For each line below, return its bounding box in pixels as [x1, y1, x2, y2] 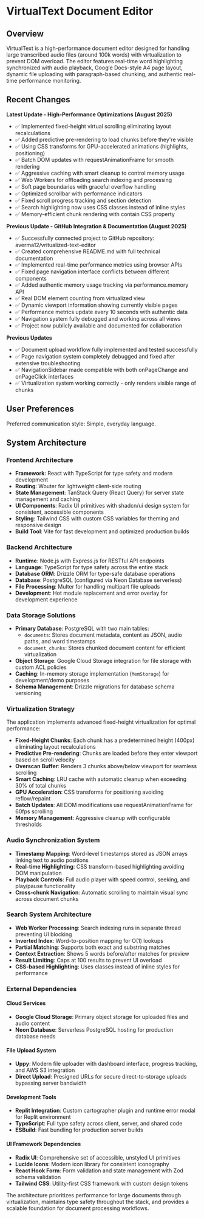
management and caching [15, 495, 81, 503]
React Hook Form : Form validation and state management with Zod [15, 1167, 184, 1174]
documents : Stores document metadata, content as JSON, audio [24, 631, 182, 639]
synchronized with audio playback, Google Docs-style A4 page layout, [6, 64, 183, 71]
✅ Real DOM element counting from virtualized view [15, 294, 146, 302]
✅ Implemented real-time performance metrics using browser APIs [15, 261, 182, 268]
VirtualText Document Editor [6, 4, 154, 18]
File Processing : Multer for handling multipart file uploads [15, 583, 160, 590]
